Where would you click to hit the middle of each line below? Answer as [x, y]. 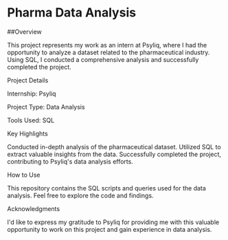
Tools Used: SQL [31, 120]
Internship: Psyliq [32, 94]
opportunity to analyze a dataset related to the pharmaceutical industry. [109, 52]
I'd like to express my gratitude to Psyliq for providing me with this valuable [113, 222]
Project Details [28, 80]
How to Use [24, 175]
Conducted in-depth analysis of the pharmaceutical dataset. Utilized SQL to [114, 146]
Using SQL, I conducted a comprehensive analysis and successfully [103, 59]
